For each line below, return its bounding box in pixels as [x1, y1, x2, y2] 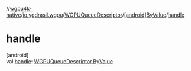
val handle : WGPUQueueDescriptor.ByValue [6, 57, 114, 64]
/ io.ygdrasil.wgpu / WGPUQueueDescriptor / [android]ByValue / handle [20, 11, 185, 18]
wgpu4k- [9, 5, 33, 12]
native [6, 11, 21, 18]
